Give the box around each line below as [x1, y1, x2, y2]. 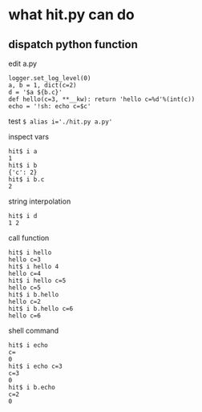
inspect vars [8, 132, 50, 141]
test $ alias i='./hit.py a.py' [8, 116, 113, 126]
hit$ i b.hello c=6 [8, 305, 74, 313]
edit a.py [8, 59, 38, 68]
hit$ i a [8, 147, 38, 156]
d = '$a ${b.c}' [8, 88, 63, 96]
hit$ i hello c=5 [8, 277, 67, 285]
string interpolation [8, 196, 71, 206]
